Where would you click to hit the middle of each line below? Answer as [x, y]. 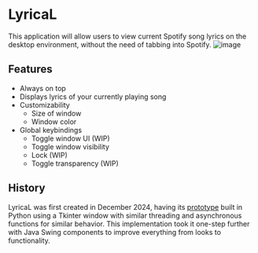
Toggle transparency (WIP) [75, 163]
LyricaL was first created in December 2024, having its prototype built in [125, 207]
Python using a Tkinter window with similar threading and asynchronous [125, 215]
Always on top [43, 88]
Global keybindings [51, 130]
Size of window [56, 113]
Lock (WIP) [50, 155]
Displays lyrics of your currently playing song [93, 97]
